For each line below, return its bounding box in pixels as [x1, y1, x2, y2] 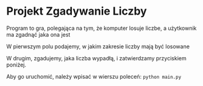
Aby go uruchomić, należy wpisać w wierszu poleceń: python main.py [6, 73, 182, 80]
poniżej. [6, 61, 26, 68]
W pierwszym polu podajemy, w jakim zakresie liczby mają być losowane [6, 43, 190, 50]
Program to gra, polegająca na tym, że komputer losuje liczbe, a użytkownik [6, 24, 197, 32]
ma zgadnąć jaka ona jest [6, 30, 71, 38]
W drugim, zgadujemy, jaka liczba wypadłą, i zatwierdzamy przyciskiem [6, 54, 187, 62]
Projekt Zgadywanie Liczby [6, 4, 148, 18]
